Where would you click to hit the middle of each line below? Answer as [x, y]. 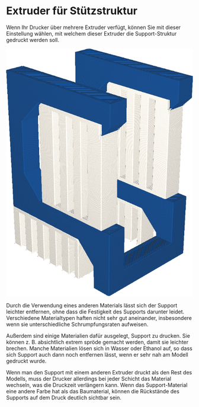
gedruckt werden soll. [33, 40]
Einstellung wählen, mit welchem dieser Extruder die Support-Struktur [92, 33]
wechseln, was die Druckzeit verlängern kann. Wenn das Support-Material [97, 385]
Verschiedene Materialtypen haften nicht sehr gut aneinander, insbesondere [99, 318]
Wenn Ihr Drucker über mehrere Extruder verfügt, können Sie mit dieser [94, 27]
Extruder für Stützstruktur [72, 11]
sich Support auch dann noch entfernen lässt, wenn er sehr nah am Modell [97, 355]
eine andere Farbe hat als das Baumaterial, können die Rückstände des [93, 392]
